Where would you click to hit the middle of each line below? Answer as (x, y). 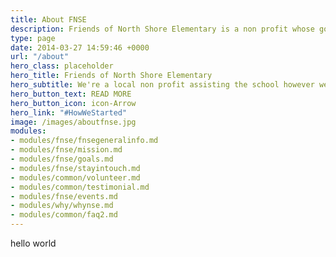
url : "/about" (40, 57)
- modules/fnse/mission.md (66, 150)
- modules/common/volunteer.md (75, 177)
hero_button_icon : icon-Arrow (73, 103)
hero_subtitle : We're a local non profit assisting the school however (162, 85)
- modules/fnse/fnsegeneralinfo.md (84, 141)
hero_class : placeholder (62, 66)
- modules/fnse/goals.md (62, 159)
